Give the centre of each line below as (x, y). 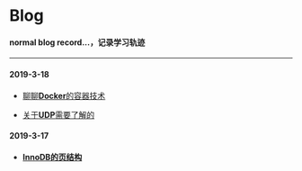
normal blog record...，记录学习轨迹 (77, 42)
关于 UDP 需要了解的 (58, 114)
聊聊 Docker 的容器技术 (64, 95)
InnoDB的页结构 (52, 157)
